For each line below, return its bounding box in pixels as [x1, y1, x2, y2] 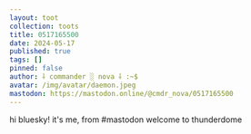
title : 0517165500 [9, 30, 79, 39]
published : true [9, 47, 71, 56]
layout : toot [9, 13, 59, 23]
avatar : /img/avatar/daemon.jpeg [9, 81, 136, 90]
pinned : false [9, 64, 64, 73]
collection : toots [9, 22, 79, 31]
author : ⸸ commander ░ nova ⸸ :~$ [9, 72, 138, 81]
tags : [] [9, 55, 43, 64]
